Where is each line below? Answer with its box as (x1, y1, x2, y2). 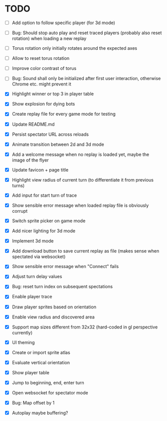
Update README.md (12, 121, 55, 127)
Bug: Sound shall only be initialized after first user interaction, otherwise (12, 75, 161, 81)
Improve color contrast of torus (12, 65, 77, 71)
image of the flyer (12, 157, 49, 163)
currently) (12, 329, 33, 335)
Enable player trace (12, 294, 52, 300)
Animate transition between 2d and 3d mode (12, 141, 104, 147)
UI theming (12, 339, 35, 345)
